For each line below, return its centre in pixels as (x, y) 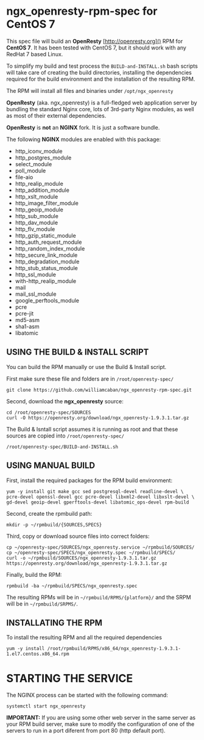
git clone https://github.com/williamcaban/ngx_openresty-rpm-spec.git (99, 390)
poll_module (30, 170)
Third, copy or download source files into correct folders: (78, 536)
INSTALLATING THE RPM (54, 622)
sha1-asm (27, 326)
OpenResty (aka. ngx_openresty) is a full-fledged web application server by (102, 103)
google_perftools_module (47, 300)
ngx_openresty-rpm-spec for (82, 11)
